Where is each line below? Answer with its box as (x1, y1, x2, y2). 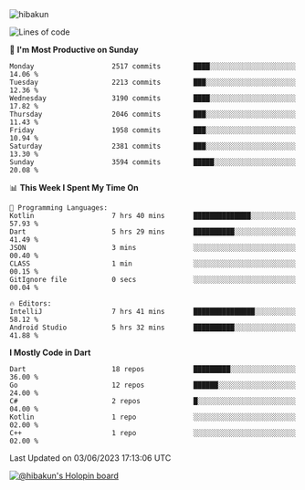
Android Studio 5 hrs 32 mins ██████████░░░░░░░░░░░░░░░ (9, 323, 297, 332)
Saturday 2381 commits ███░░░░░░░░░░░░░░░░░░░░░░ (9, 141, 297, 151)
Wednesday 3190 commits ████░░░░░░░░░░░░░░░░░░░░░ (9, 94, 297, 103)
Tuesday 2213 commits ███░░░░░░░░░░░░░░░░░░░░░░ (9, 78, 297, 87)
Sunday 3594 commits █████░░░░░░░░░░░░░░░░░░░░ (9, 158, 297, 167)
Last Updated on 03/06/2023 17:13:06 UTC (9, 453, 172, 464)
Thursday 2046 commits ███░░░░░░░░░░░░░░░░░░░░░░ (9, 109, 297, 119)
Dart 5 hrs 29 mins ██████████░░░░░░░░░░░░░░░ (9, 227, 297, 236)
